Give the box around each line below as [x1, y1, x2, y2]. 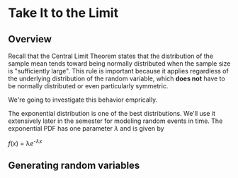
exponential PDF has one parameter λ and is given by [8, 124, 165, 132]
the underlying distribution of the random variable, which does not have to [8, 74, 225, 83]
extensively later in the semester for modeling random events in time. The [8, 117, 223, 125]
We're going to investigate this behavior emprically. [8, 95, 158, 104]
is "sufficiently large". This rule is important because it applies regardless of [8, 67, 229, 75]
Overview [8, 33, 52, 45]
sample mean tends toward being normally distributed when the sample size [8, 59, 231, 68]
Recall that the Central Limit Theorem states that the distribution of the [8, 52, 214, 60]
